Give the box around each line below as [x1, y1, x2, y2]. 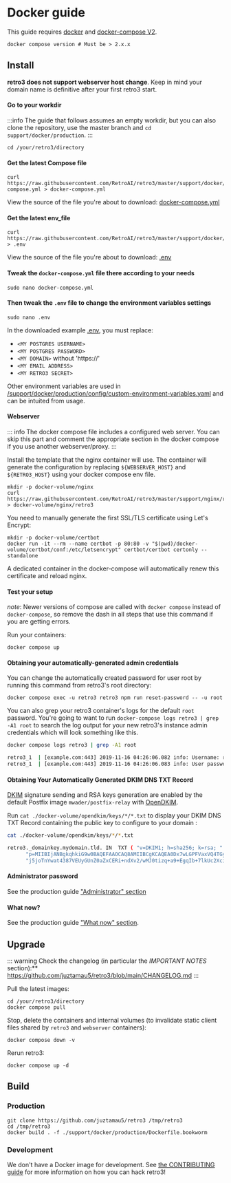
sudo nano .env [7, 314, 51, 321]
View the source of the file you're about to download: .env [7, 253, 172, 262]
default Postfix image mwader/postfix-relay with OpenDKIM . [7, 798, 179, 807]
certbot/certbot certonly [124, 546, 198, 553]
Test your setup [7, 587, 54, 596]
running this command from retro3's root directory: [7, 681, 152, 690]
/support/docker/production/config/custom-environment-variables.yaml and [7, 389, 223, 397]
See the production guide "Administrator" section [7, 887, 146, 895]
